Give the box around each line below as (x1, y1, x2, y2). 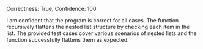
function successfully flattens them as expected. (6, 36, 130, 43)
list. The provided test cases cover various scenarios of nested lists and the (6, 30, 197, 37)
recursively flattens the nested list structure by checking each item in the (6, 24, 190, 30)
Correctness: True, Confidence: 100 (6, 5, 97, 12)
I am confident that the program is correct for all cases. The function (6, 17, 179, 24)
